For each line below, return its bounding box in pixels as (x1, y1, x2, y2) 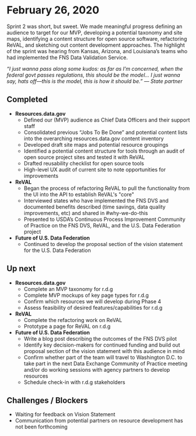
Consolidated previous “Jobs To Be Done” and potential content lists (23, 129, 188, 136)
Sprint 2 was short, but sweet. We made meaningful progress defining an (6, 23, 183, 30)
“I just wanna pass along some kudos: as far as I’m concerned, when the (6, 65, 183, 72)
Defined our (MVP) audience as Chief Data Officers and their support (23, 116, 190, 123)
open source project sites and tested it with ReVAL (23, 153, 145, 161)
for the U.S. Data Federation (23, 247, 91, 254)
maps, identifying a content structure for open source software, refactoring (6, 35, 187, 42)
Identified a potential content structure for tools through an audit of (23, 147, 185, 154)
